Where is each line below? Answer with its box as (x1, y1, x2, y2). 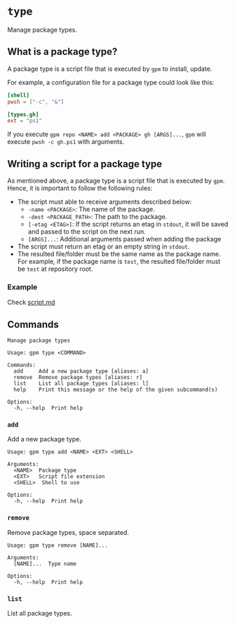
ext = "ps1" (7, 117, 42, 124)
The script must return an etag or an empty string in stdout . (17, 242, 190, 251)
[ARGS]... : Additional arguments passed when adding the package (27, 235, 222, 244)
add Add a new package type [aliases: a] (13, 368, 149, 375)
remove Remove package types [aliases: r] (13, 374, 142, 381)
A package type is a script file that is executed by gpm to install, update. (7, 65, 213, 73)
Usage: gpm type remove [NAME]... (7, 542, 109, 549)
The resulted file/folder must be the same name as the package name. (17, 250, 221, 258)
